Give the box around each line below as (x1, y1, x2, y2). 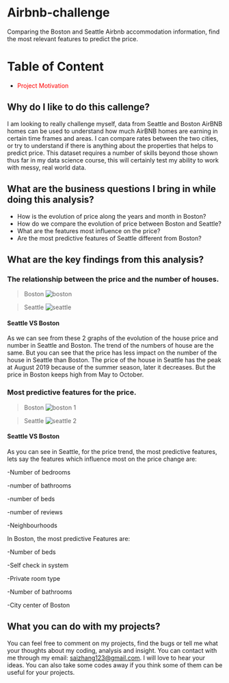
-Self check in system (7, 561, 69, 569)
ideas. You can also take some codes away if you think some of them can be (7, 660, 223, 669)
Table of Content (7, 59, 105, 75)
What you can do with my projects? (7, 621, 161, 632)
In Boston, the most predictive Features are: (7, 534, 131, 542)
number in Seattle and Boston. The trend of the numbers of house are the (7, 341, 214, 350)
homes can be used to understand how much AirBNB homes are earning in (7, 127, 218, 135)
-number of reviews (7, 507, 63, 516)
